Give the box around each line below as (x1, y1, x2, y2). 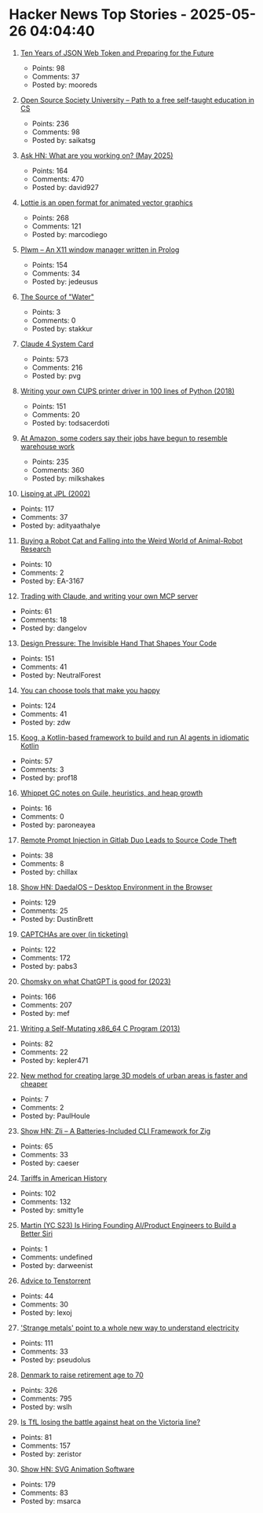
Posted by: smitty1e (20, 1205, 84, 1215)
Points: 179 (20, 1479, 56, 1489)
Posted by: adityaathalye (20, 521, 100, 530)
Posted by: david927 (31, 182, 99, 192)
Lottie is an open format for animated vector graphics (20, 198, 193, 207)
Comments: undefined (20, 1252, 93, 1262)
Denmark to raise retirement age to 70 (20, 1370, 144, 1380)
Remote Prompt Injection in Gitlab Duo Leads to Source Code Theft (20, 835, 237, 845)
